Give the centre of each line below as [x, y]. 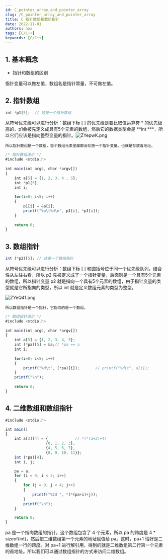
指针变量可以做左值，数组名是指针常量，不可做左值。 [60, 83]
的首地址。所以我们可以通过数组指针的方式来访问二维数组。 [67, 551]
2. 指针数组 [22, 101]
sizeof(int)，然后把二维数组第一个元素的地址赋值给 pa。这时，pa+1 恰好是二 [84, 539]
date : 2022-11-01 [23, 24]
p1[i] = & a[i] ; [39, 206]
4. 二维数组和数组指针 [39, 408]
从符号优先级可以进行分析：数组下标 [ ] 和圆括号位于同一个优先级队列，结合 [84, 268]
